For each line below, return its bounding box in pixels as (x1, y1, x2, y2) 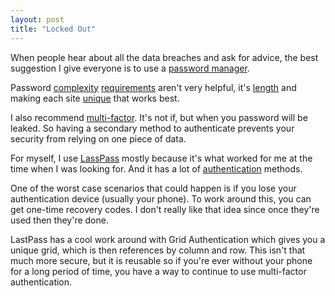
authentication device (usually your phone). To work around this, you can (10, 192, 312, 205)
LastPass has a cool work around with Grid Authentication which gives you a (10, 233, 326, 245)
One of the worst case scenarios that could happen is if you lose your (10, 182, 297, 194)
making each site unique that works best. (10, 92, 180, 104)
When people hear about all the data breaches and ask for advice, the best (10, 51, 319, 63)
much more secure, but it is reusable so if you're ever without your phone (10, 254, 313, 266)
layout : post (10, 14, 65, 25)
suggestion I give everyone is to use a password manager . (10, 62, 250, 74)
